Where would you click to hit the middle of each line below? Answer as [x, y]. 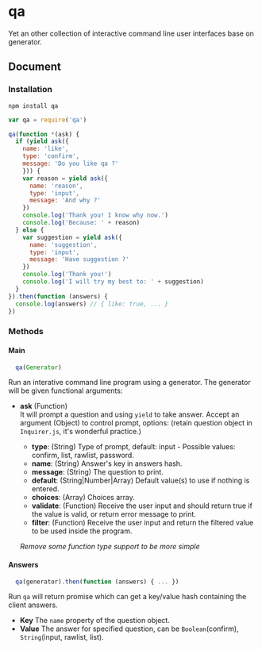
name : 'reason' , [56, 186]
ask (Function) [44, 406]
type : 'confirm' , [51, 156]
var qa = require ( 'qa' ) [48, 120]
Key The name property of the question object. [95, 621]
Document [35, 67]
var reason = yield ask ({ [65, 178]
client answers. [33, 605]
